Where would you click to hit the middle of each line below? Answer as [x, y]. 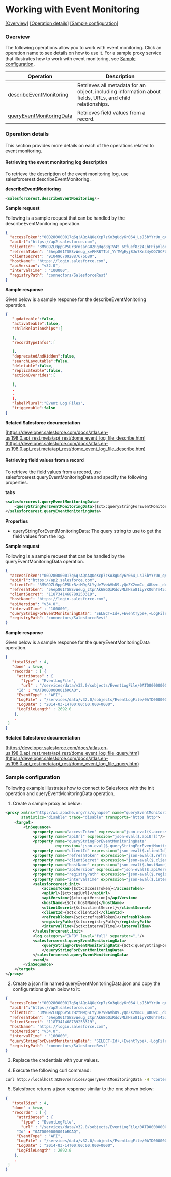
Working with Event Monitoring [73, 9]
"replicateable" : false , [37, 370]
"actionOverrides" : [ [34, 375]
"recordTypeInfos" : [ [34, 342]
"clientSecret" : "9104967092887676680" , [53, 256]
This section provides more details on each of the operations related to [80, 145]
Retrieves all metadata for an [111, 85]
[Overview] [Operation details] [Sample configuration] [62, 23]
